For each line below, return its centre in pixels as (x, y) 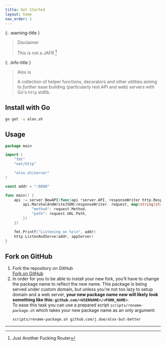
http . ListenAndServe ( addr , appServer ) (54, 236)
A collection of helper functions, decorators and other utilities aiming (87, 82)
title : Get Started (25, 10)
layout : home (19, 14)
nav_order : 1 (19, 19)
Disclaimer (28, 43)
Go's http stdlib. (34, 92)
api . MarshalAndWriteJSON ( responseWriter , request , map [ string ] (89, 205)
